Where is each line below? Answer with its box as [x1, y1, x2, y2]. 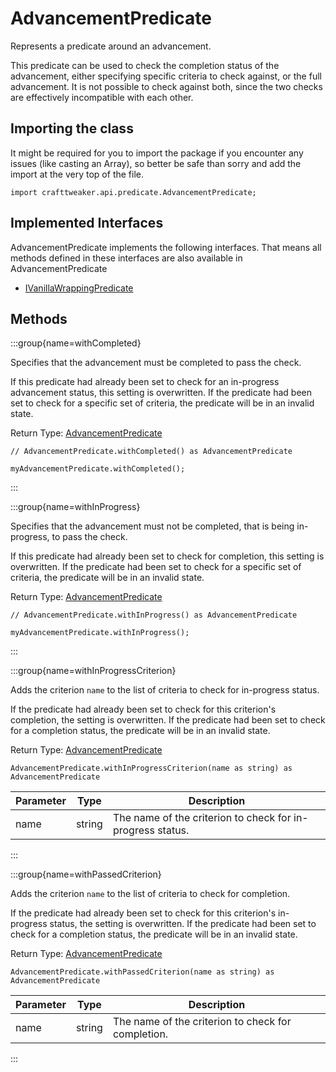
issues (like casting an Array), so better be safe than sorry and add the [10, 157, 302, 169]
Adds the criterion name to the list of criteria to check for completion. [10, 888, 291, 900]
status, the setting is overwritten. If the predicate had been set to [49, 918, 317, 930]
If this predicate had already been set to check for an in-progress [10, 376, 280, 388]
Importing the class [10, 120, 134, 137]
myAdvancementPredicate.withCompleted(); [10, 464, 186, 474]
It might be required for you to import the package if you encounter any [10, 147, 304, 159]
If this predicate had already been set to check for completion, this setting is [10, 550, 325, 562]
